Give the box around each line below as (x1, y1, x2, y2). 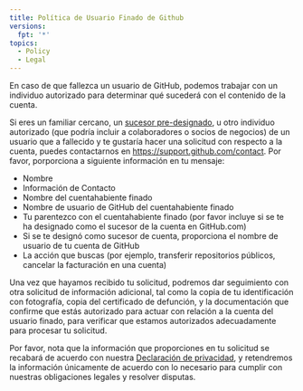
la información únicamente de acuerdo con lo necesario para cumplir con (9, 362, 283, 372)
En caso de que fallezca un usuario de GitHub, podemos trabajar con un (9, 81, 279, 91)
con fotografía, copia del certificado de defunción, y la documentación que (9, 296, 289, 307)
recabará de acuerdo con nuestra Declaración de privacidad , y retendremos (9, 352, 293, 363)
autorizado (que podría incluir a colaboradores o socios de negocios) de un (9, 127, 291, 137)
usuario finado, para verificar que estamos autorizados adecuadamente (9, 316, 277, 326)
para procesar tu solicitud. (9, 325, 108, 336)
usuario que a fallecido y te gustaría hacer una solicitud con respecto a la (9, 137, 283, 147)
